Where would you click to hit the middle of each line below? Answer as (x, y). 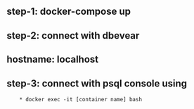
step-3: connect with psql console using (97, 83)
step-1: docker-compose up (69, 12)
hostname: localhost (53, 59)
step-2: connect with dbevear (73, 36)
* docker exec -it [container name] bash (80, 99)
